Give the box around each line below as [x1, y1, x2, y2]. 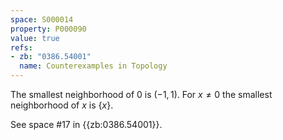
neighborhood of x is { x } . [10, 99, 114, 111]
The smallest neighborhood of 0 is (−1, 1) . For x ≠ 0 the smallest [10, 89, 273, 100]
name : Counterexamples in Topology [19, 61, 168, 71]
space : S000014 [10, 14, 74, 25]
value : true [10, 33, 60, 43]
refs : [10, 42, 33, 53]
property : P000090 [10, 24, 87, 34]
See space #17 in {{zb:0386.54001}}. [10, 119, 163, 130]
